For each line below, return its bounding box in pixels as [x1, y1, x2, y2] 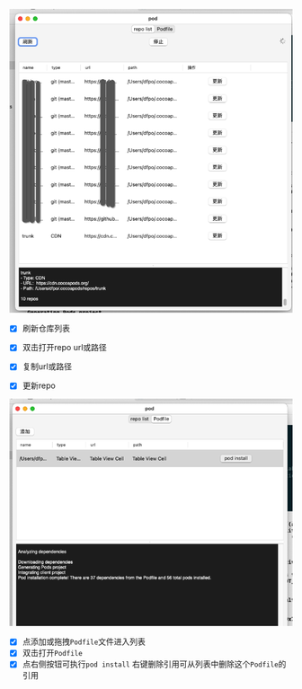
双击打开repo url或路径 [22, 342, 108, 353]
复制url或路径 [22, 361, 72, 372]
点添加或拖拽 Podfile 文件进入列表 [22, 636, 146, 647]
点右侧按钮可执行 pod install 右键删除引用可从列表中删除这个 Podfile [22, 658, 279, 669]
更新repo [22, 380, 56, 391]
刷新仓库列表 [22, 323, 70, 334]
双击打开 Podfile [22, 648, 83, 658]
